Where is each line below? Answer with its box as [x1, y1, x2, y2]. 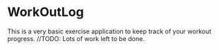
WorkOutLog [7, 4, 84, 20]
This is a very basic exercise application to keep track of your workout [7, 27, 212, 35]
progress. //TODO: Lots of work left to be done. [7, 34, 145, 42]
